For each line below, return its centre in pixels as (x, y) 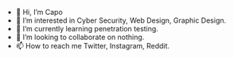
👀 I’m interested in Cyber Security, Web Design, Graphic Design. (121, 20)
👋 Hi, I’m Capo (39, 12)
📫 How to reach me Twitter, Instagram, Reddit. (92, 46)
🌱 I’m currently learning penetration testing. (87, 29)
